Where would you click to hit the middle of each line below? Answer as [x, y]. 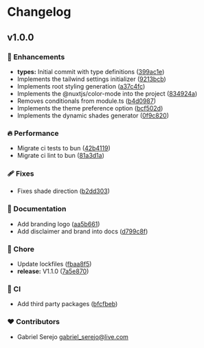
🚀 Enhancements [36, 57]
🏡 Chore [21, 249]
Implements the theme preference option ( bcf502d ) [90, 108]
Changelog [39, 12]
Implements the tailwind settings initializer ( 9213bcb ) [91, 79]
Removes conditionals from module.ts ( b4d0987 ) [87, 101]
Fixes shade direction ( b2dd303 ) [63, 191]
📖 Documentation [37, 209]
